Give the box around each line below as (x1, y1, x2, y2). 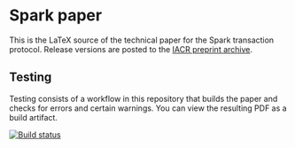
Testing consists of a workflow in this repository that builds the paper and (9, 93, 278, 104)
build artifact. (9, 112, 58, 122)
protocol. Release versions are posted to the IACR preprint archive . (9, 43, 253, 54)
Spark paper (9, 5, 103, 26)
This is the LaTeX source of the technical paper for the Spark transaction (9, 35, 275, 45)
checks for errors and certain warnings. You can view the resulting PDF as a (9, 103, 287, 113)
